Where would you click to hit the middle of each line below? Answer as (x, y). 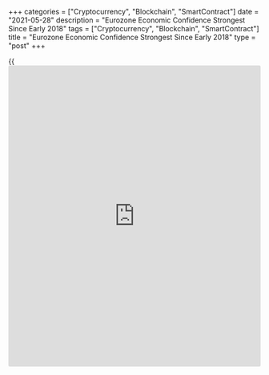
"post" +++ (27, 46)
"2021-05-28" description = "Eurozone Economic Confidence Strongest (127, 20)
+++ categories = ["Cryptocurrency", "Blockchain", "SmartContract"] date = (134, 12)
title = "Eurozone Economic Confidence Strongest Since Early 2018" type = (132, 37)
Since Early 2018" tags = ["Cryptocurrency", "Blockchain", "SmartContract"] (134, 29)
